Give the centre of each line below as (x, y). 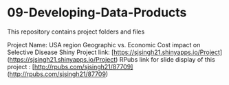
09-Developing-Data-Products (97, 13)
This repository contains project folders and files (76, 32)
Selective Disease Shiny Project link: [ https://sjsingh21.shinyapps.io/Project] (115, 52)
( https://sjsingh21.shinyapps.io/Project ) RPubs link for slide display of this (111, 59)
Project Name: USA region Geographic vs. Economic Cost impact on (104, 45)
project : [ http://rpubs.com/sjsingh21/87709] (70, 66)
